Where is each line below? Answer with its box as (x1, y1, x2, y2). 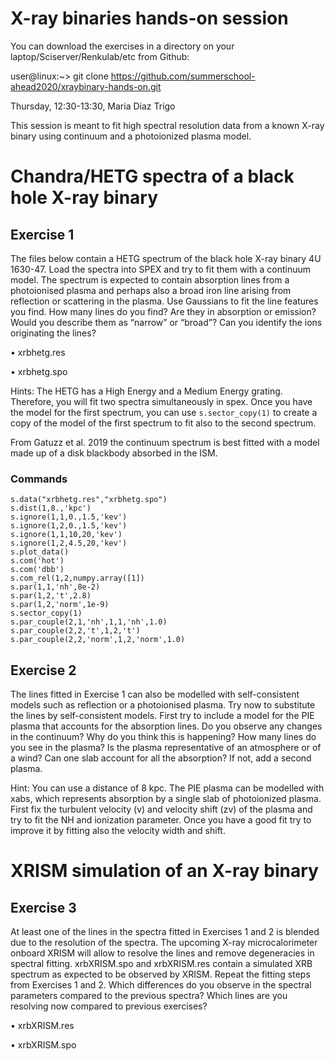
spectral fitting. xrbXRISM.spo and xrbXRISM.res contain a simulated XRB (10, 958, 313, 970)
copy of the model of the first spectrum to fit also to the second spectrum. (10, 417, 317, 429)
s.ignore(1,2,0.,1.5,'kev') (10, 521, 128, 531)
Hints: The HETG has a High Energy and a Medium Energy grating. (10, 385, 283, 397)
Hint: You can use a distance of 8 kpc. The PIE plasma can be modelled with (10, 782, 325, 794)
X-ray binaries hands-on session (10, 7, 289, 30)
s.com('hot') (10, 556, 65, 566)
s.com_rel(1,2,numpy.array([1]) (10, 573, 145, 584)
